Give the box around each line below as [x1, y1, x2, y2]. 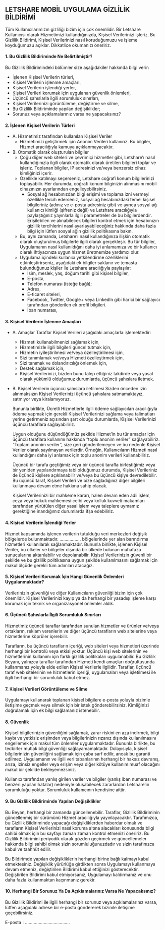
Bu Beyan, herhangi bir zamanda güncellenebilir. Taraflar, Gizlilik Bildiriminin [5, 809, 160, 815]
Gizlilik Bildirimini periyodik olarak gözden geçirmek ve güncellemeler [5, 835, 147, 841]
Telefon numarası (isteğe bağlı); [27, 281, 92, 287]
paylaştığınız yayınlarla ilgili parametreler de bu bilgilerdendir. [27, 212, 152, 219]
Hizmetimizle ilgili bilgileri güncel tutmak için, [19, 345, 111, 350]
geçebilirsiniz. [5, 910, 34, 916]
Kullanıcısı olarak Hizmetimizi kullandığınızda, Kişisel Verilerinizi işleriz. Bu [5, 31, 156, 38]
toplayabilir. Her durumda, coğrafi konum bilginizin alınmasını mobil [19, 181, 157, 187]
